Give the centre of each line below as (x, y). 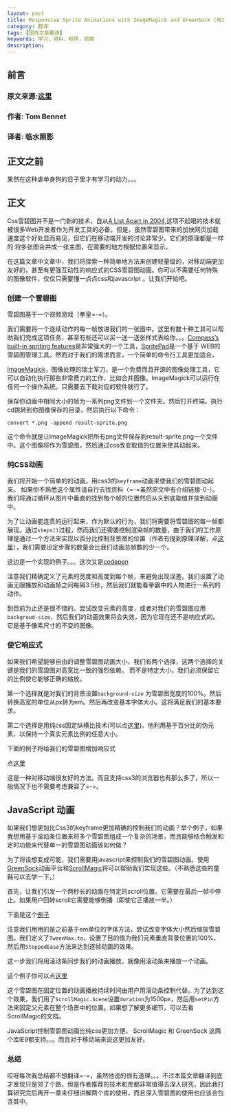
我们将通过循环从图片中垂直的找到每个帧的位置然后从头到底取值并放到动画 (112, 498)
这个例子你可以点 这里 (37, 976)
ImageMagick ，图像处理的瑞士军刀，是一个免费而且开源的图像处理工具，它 (113, 370)
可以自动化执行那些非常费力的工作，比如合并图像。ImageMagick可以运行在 (113, 378)
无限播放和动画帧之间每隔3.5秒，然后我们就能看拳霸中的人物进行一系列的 (117, 585)
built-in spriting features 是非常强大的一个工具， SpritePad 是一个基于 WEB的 (114, 346)
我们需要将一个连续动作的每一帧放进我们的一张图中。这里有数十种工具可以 (112, 329)
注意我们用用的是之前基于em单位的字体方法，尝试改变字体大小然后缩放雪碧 (114, 930)
